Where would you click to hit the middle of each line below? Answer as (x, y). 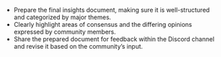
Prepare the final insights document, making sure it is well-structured (112, 10)
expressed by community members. (65, 32)
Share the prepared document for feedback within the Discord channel (114, 39)
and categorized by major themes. (62, 17)
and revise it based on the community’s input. (78, 46)
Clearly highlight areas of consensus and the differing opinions (103, 24)
